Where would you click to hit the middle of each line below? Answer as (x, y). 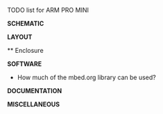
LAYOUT (20, 37)
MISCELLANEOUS (34, 104)
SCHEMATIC (26, 23)
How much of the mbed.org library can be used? (86, 77)
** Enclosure (25, 50)
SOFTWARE (25, 64)
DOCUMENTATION (35, 91)
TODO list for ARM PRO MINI (48, 10)
